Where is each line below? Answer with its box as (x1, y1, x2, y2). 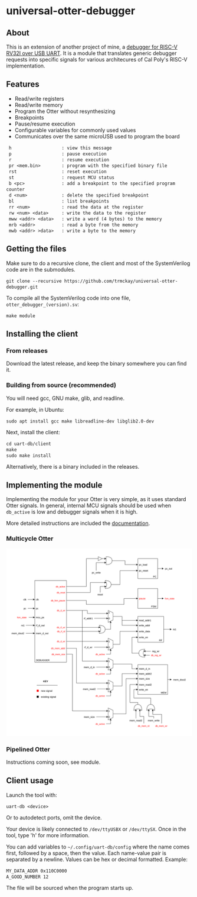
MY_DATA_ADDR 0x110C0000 (6, 868, 67, 874)
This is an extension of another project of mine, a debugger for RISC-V (6, 43, 178, 50)
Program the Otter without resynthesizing (14, 108, 116, 115)
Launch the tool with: (6, 791, 57, 798)
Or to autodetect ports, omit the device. (6, 814, 102, 821)
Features (6, 79, 40, 89)
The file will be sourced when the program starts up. (6, 884, 134, 891)
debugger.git (6, 284, 38, 290)
